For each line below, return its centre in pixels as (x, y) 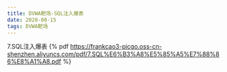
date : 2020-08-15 (32, 20)
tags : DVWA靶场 (28, 26)
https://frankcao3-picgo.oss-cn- (116, 47)
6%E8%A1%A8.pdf (34, 62)
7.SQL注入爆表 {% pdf (38, 47)
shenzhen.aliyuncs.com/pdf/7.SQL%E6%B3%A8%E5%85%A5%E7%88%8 (113, 54)
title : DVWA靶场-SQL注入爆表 (45, 13)
